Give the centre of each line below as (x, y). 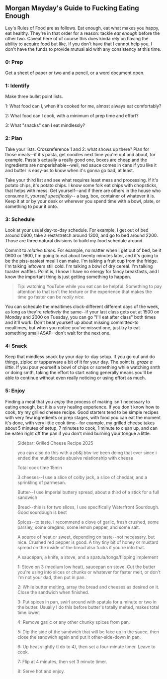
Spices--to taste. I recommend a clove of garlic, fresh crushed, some (88, 522)
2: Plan (14, 138)
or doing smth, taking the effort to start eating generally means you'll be (79, 373)
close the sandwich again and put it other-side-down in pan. (79, 637)
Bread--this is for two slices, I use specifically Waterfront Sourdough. (88, 507)
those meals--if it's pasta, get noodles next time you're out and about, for (80, 154)
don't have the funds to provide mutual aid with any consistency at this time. (83, 49)
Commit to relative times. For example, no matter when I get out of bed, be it (83, 250)
